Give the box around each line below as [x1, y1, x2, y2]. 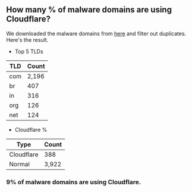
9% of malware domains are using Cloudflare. [6, 178, 141, 186]
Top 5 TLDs [14, 48, 43, 55]
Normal [9, 160, 30, 168]
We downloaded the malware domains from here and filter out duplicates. [6, 30, 187, 37]
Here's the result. [6, 36, 49, 44]
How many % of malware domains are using [6, 5, 172, 15]
